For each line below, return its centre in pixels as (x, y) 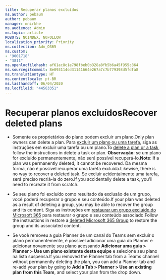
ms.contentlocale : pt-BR (31, 79)
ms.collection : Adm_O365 (31, 47)
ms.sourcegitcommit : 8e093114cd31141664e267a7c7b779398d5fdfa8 (72, 70)
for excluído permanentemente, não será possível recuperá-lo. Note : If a (86, 158)
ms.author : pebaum (24, 14)
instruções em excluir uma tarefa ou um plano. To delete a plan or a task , (86, 147)
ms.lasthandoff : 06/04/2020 (34, 83)
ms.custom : (16, 51)
